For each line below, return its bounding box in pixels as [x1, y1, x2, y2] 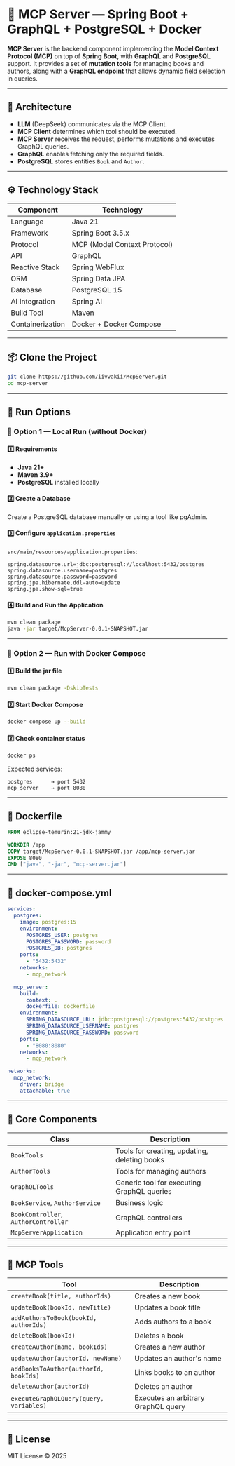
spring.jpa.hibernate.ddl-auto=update [7, 579, 120, 586]
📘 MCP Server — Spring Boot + [7, 6, 189, 22]
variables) [10, 1402, 47, 1410]
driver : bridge [20, 1081, 64, 1088]
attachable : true [20, 1087, 71, 1094]
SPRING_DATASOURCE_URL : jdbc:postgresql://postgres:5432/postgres [25, 1016, 224, 1023]
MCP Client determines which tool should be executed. [17, 127, 177, 135]
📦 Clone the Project [7, 351, 97, 363]
